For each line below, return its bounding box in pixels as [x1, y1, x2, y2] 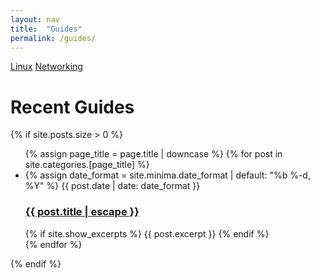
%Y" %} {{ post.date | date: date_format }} [24, 180, 201, 192]
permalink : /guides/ [10, 33, 97, 43]
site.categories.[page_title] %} [24, 159, 150, 171]
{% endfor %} [24, 238, 83, 250]
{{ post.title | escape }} [24, 205, 140, 219]
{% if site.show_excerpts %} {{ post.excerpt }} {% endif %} [24, 227, 270, 240]
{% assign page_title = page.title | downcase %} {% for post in [24, 148, 283, 160]
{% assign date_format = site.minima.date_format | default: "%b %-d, [24, 169, 311, 181]
